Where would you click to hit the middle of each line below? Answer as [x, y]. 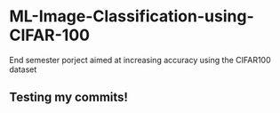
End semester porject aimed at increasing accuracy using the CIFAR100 [140, 60]
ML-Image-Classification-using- [132, 16]
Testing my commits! [69, 97]
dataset [23, 69]
